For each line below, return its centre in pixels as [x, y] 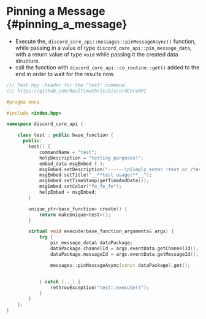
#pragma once [23, 102]
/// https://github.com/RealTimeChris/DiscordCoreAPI [77, 91]
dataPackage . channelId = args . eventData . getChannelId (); [124, 249]
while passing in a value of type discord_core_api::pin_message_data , [103, 48]
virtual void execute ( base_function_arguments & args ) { [101, 231]
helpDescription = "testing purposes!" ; [91, 158]
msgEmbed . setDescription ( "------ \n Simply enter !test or [113, 169]
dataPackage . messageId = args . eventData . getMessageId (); [124, 254]
